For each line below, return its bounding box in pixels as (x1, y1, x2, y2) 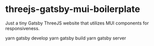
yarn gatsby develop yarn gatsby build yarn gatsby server (5, 35, 126, 41)
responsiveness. (5, 25, 40, 31)
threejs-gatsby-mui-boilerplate (5, 3, 140, 15)
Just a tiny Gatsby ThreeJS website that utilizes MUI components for (5, 20, 149, 26)
